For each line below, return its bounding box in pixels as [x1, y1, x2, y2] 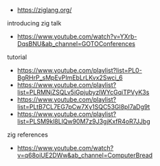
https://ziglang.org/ [16, 6, 72, 14]
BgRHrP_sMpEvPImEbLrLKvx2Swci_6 [16, 73, 123, 82]
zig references [7, 130, 48, 139]
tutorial [7, 53, 27, 61]
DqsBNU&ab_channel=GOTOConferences [16, 40, 136, 47]
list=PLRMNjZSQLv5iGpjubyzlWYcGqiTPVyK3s [16, 88, 150, 96]
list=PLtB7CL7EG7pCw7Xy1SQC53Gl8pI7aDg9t [16, 103, 150, 110]
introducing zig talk [7, 19, 62, 27]
